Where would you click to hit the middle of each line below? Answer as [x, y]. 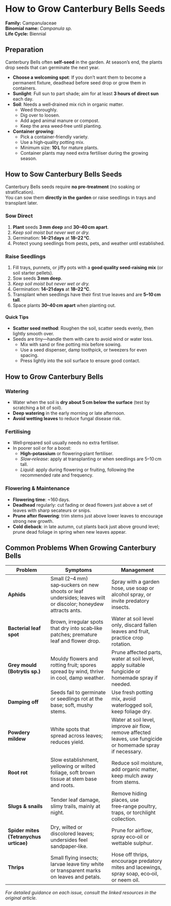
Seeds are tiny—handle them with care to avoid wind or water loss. [83, 339]
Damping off [23, 702]
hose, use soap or [133, 588]
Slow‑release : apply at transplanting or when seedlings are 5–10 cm [91, 459]
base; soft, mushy [72, 705]
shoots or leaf [67, 592]
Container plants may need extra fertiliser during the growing [84, 153]
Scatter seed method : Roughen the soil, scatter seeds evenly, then [83, 328]
